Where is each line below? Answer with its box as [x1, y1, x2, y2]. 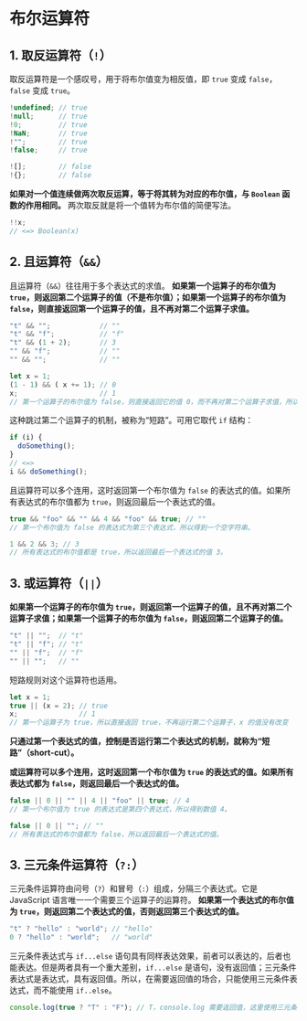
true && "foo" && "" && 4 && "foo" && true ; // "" [9, 514, 206, 524]
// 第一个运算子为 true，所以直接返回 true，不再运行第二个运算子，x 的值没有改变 [9, 718, 289, 728]
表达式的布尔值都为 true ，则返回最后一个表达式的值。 [16, 495, 221, 507]
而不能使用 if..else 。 [33, 984, 117, 996]
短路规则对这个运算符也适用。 [9, 674, 122, 686]
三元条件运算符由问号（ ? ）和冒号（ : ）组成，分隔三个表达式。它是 [9, 883, 259, 894]
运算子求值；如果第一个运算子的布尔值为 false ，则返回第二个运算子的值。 [9, 613, 289, 624]
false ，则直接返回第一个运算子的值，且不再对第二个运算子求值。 [9, 303, 254, 314]
